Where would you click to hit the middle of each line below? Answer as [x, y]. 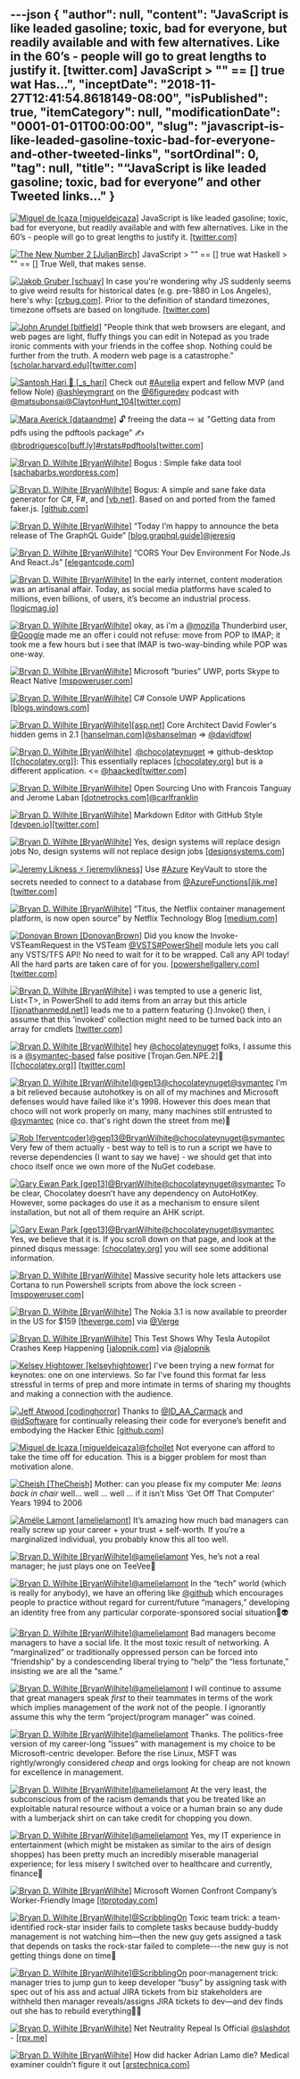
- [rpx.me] [29, 2037]
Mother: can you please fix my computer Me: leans [188, 1483]
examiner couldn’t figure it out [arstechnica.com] [100, 2064]
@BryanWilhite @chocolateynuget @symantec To [196, 1183]
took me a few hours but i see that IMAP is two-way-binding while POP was [149, 644]
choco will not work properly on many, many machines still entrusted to [142, 1111]
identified [28, 1927]
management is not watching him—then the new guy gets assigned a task [146, 1936]
